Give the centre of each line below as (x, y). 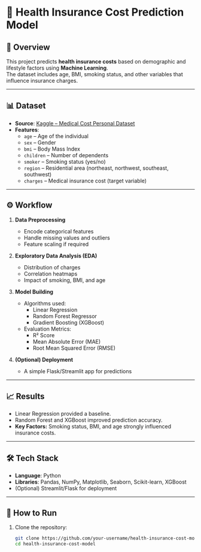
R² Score (44, 335)
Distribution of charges (52, 267)
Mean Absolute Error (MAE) (67, 341)
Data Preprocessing (40, 220)
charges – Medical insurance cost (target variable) (85, 181)
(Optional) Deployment (44, 359)
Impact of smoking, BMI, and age (65, 280)
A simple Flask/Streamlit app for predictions (78, 371)
